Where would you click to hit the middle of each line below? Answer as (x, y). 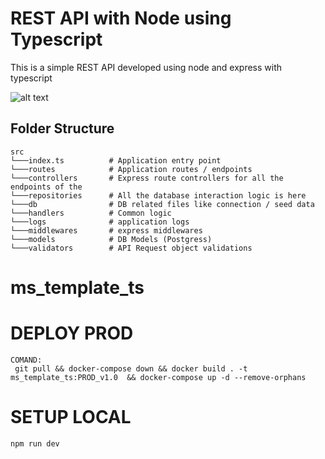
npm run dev (35, 443)
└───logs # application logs (100, 222)
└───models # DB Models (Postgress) (111, 239)
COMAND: (26, 360)
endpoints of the (46, 187)
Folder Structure (62, 128)
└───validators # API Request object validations (131, 248)
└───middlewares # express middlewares (106, 230)
